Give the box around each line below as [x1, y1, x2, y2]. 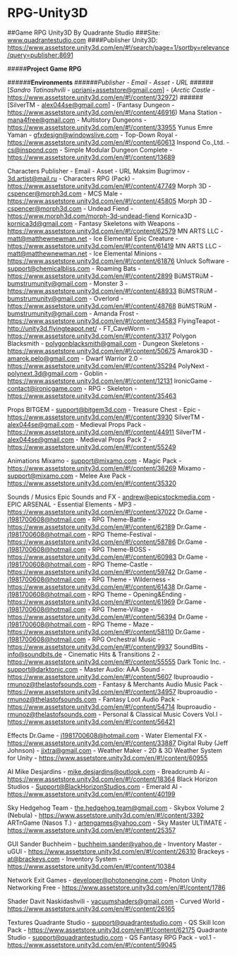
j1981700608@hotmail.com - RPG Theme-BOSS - [7, 545, 152, 553]
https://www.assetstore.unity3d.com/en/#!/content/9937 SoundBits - [7, 642, 208, 651]
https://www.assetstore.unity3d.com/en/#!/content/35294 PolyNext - [7, 361, 209, 370]
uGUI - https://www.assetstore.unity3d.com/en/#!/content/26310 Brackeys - [7, 847, 229, 855]
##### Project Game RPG [7, 64, 83, 73]
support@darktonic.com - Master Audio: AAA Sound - [7, 665, 165, 673]
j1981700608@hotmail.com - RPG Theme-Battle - [7, 515, 152, 524]
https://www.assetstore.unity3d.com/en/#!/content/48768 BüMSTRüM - [7, 301, 217, 310]
